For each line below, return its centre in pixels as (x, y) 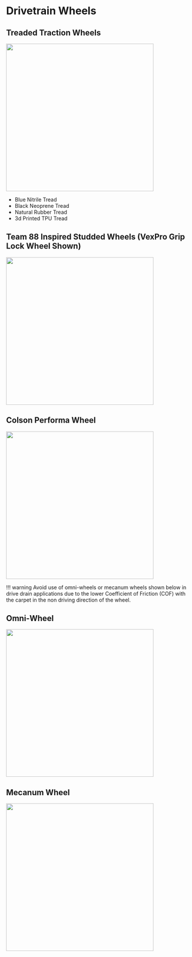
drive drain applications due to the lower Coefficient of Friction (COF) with (96, 593)
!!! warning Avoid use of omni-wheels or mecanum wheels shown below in (96, 587)
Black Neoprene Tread (42, 206)
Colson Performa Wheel (51, 420)
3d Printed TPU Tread (41, 218)
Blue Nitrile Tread (36, 200)
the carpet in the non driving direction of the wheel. (69, 600)
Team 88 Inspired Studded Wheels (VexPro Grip (96, 237)
